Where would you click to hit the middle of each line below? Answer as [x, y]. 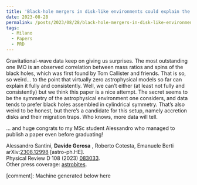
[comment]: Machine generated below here [59, 176]
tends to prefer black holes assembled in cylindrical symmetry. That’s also [96, 104]
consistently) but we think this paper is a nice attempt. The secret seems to [97, 92]
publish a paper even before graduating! [55, 134]
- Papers [22, 39]
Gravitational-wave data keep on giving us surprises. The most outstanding [97, 61]
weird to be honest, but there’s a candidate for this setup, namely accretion [97, 110]
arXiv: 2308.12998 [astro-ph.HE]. [45, 152]
